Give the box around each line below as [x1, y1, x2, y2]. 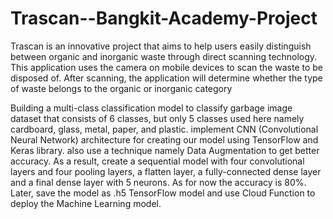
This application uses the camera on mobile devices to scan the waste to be [10, 61, 324, 73]
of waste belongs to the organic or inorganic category [10, 82, 233, 94]
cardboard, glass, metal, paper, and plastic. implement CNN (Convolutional [10, 123, 319, 135]
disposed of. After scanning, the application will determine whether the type [10, 72, 323, 84]
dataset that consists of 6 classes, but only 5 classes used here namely [10, 112, 305, 124]
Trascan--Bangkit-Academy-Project [10, 7, 318, 30]
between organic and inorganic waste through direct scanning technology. [10, 50, 318, 62]
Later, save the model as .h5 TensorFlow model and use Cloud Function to [10, 187, 316, 199]
